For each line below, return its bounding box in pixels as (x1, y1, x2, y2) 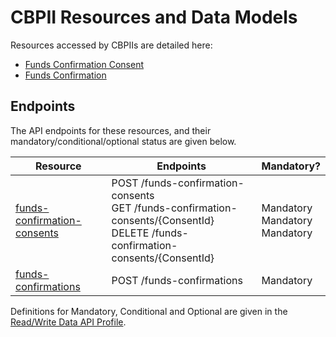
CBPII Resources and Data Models (10, 6, 298, 29)
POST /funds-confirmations (111, 273, 243, 287)
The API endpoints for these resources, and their (10, 124, 212, 136)
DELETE (111, 226, 150, 240)
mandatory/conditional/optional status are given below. (10, 135, 237, 147)
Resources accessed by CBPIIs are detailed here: (10, 39, 213, 51)
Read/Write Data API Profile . (10, 316, 127, 328)
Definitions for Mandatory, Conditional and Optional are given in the (10, 305, 288, 317)
